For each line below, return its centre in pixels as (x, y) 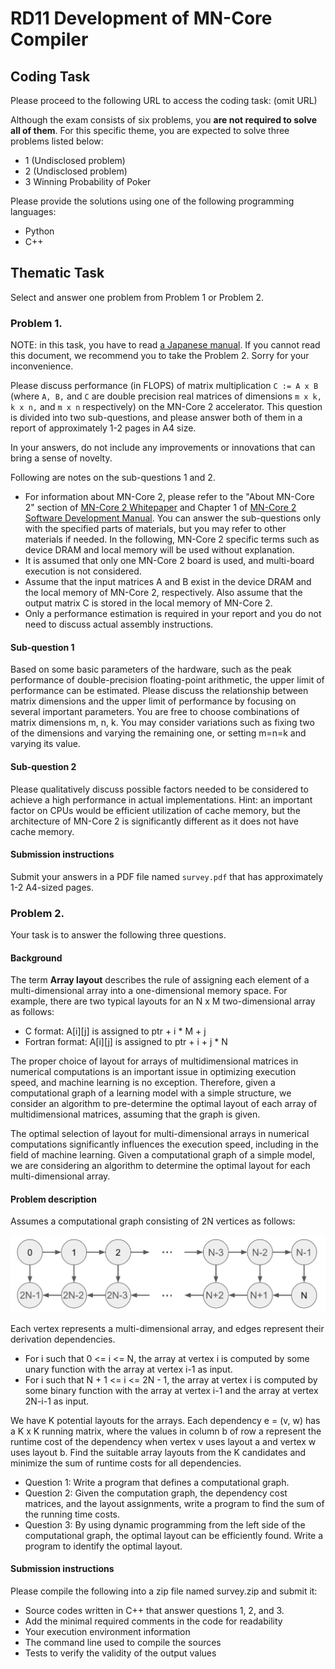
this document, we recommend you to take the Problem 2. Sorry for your (160, 356)
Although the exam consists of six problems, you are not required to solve (164, 120)
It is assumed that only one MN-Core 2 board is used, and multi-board (169, 561)
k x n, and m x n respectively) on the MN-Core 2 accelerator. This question (166, 407)
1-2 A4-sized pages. (52, 887)
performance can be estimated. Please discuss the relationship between (159, 691)
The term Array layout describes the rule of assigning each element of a (160, 980)
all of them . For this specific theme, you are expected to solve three (150, 130)
